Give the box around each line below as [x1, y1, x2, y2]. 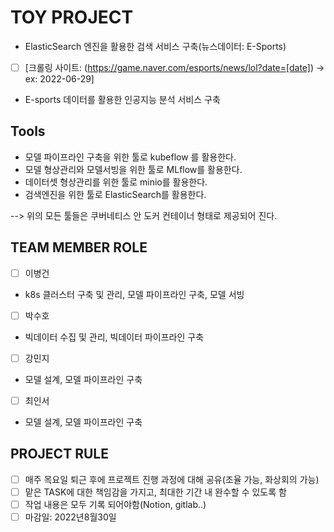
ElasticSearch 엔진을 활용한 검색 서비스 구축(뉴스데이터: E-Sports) [24, 40, 287, 52]
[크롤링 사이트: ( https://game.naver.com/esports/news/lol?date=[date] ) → [24, 61, 325, 73]
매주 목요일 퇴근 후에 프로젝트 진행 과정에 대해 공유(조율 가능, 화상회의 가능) [24, 473, 320, 485]
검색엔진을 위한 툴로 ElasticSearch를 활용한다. [24, 188, 207, 200]
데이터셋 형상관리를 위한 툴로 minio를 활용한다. [24, 176, 208, 188]
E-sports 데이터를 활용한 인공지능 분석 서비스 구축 [24, 94, 221, 105]
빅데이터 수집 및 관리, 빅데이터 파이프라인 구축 [24, 331, 205, 343]
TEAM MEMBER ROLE [10, 239, 148, 256]
